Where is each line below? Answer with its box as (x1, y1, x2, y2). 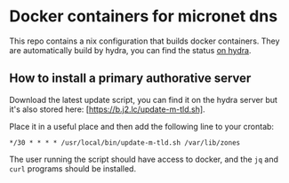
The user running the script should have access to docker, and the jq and (9, 154, 278, 164)
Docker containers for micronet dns (9, 6, 278, 27)
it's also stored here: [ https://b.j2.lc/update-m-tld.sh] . (9, 104, 206, 115)
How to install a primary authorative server (9, 71, 252, 86)
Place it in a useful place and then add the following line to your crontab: (9, 121, 274, 131)
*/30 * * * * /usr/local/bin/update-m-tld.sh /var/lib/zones (9, 138, 241, 147)
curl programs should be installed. (9, 163, 136, 174)
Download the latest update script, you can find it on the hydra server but (9, 94, 278, 105)
